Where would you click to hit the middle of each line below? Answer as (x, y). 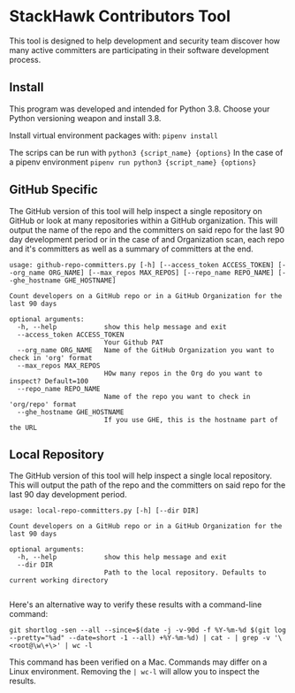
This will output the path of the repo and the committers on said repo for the (147, 485)
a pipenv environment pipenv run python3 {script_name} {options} (133, 162)
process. (25, 59)
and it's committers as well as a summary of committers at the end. (131, 249)
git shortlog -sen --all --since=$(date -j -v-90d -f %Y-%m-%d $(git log (148, 630)
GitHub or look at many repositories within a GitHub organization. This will (144, 220)
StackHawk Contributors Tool (120, 16)
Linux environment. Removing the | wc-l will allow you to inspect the (135, 672)
